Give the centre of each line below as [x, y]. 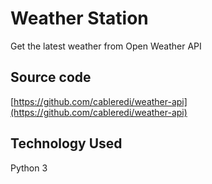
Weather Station [79, 18]
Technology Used [66, 143]
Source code [51, 77]
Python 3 [29, 168]
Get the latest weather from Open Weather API [106, 46]
